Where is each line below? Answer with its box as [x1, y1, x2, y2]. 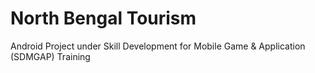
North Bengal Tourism [10, 7, 197, 30]
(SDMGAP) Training [10, 50, 91, 62]
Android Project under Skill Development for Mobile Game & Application [10, 40, 306, 52]
